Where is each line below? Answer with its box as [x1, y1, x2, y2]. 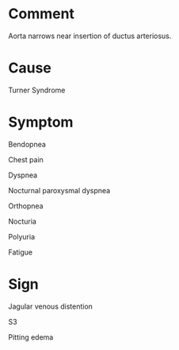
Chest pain [8, 154, 44, 164]
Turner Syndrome [8, 85, 66, 95]
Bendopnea [8, 139, 46, 149]
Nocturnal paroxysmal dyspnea [8, 185, 111, 195]
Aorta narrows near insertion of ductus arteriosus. [8, 31, 172, 41]
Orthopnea [8, 200, 44, 211]
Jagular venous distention [8, 301, 93, 311]
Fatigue [8, 247, 33, 257]
